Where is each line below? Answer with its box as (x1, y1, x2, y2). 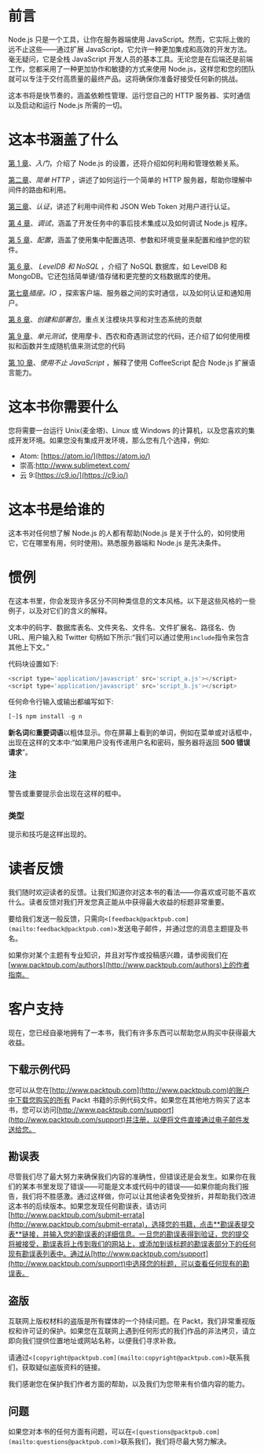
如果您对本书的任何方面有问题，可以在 (8, 1427, 132, 1437)
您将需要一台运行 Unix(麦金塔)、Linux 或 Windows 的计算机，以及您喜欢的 (8, 425, 249, 435)
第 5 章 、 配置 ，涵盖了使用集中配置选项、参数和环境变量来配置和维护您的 (8, 235, 244, 244)
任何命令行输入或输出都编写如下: (8, 697, 114, 707)
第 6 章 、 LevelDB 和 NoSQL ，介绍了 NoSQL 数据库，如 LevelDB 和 (8, 261, 228, 271)
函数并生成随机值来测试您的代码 (21, 341, 126, 351)
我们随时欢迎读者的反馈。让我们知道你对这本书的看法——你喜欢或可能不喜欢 (8, 887, 256, 897)
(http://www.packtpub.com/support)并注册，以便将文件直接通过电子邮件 (8, 1114, 243, 1124)
